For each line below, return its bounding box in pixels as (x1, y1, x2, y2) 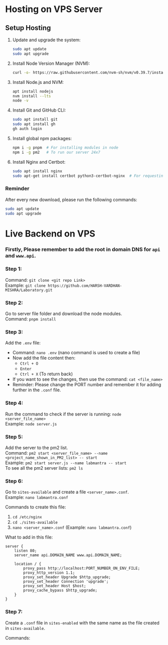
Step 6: (5, 477, 24, 484)
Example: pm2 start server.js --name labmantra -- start (5, 460, 127, 466)
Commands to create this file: (5, 504, 66, 510)
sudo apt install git (12, 117, 58, 122)
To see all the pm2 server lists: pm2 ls (5, 465, 83, 471)
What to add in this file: (5, 534, 53, 541)
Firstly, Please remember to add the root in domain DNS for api (5, 246, 160, 253)
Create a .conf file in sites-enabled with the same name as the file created (5, 619, 159, 626)
